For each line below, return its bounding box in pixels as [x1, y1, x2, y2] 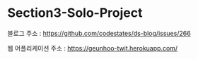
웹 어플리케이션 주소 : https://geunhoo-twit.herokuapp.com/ [7, 44, 178, 52]
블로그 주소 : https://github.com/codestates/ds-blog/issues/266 [7, 29, 191, 37]
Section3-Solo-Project [7, 5, 143, 21]
